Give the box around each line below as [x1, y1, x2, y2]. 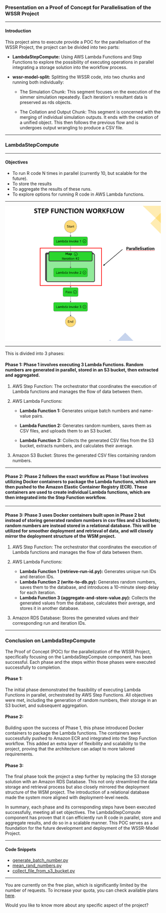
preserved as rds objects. [19, 99, 72, 105]
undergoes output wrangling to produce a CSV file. [19, 124, 124, 130]
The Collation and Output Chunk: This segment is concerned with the [19, 108, 161, 115]
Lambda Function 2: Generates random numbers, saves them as [19, 423, 152, 429]
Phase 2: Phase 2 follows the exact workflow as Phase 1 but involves [5, 474, 149, 480]
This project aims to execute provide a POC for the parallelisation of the [5, 39, 151, 45]
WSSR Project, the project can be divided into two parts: [5, 44, 120, 50]
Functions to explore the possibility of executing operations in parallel [12, 59, 154, 65]
